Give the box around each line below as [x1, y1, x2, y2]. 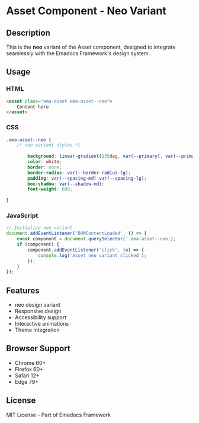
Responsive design [14, 307, 62, 315]
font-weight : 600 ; [27, 186, 73, 192]
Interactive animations [14, 320, 69, 327]
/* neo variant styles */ [17, 142, 81, 148]
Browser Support [6, 344, 71, 354]
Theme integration [14, 326, 60, 333]
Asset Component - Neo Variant [6, 4, 167, 18]
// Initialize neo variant [6, 225, 73, 231]
